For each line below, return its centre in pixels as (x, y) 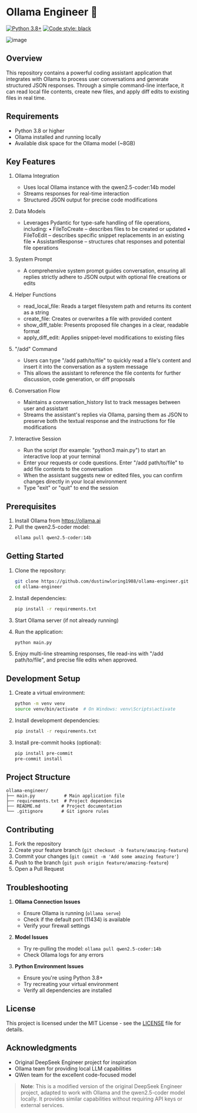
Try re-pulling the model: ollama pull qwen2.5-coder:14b (92, 948)
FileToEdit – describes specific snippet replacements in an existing (104, 235)
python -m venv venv (40, 704)
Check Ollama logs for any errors (64, 955)
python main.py (33, 642)
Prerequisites (31, 507)
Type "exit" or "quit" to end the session (71, 488)
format (31, 331)
